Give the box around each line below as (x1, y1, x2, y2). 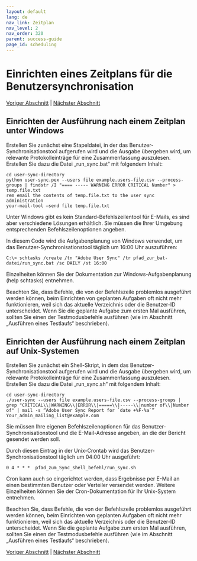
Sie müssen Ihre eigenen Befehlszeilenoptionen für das (6, 423, 141, 430)
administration (6, 198, 44, 204)
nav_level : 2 (6, 25, 38, 31)
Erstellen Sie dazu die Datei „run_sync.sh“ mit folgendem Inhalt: (6, 381, 161, 388)
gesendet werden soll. (6, 436, 60, 443)
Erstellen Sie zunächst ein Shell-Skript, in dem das (6, 362, 129, 369)
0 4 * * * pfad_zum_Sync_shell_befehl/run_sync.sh (6, 465, 136, 471)
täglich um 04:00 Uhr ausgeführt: (59, 453, 141, 460)
